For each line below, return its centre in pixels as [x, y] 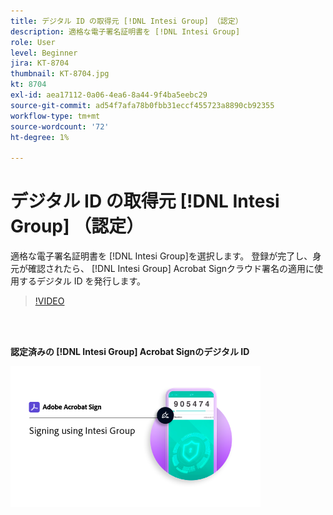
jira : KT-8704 [40, 63]
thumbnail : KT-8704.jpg [60, 74]
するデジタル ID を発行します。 [82, 281]
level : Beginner [44, 53]
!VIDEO [49, 301]
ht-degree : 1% [40, 137]
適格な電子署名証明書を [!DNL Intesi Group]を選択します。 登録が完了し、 [161, 256]
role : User [33, 42]
